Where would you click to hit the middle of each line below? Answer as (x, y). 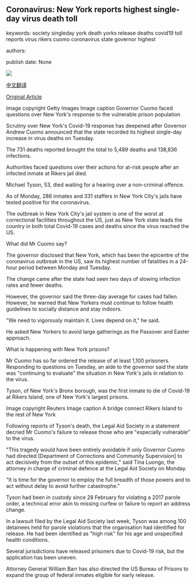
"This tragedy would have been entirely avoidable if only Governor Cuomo (96, 449)
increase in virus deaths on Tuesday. (50, 138)
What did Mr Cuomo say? (37, 243)
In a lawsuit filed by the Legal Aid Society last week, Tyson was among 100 (96, 521)
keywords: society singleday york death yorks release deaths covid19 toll (94, 33)
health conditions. (28, 539)
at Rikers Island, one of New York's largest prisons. (68, 397)
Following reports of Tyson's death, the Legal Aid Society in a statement (93, 426)
